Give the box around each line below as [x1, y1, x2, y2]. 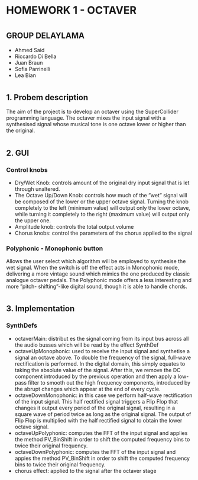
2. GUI [6, 148, 30, 158]
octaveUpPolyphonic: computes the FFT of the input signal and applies [14, 429, 188, 436]
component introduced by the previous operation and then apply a [14, 373, 177, 380]
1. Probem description [6, 92, 89, 103]
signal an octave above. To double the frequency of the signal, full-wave [14, 354, 191, 361]
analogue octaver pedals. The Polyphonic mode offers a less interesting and [6, 277, 192, 284]
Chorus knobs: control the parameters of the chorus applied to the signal [14, 229, 193, 236]
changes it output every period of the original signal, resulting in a [14, 404, 176, 411]
